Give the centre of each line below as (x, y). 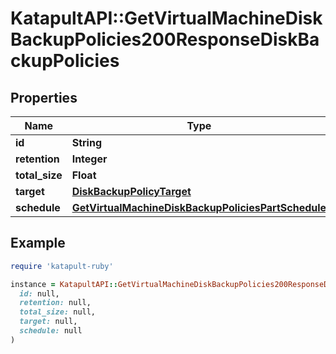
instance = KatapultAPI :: (64, 284)
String (86, 142)
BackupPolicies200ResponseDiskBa (165, 39)
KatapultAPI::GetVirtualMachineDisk (166, 18)
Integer (89, 159)
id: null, (39, 293)
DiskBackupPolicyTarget (131, 191)
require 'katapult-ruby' (62, 266)
